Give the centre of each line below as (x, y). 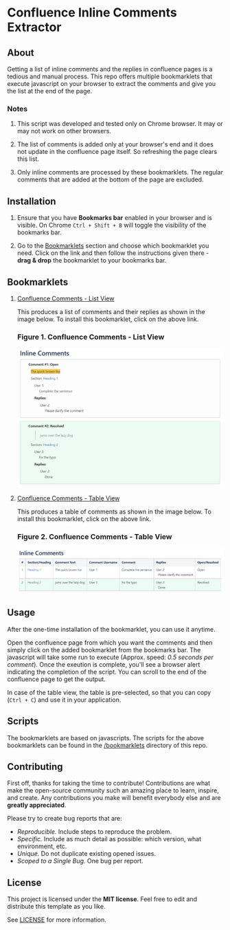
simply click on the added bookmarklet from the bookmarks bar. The (104, 650)
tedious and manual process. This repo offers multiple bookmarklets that (110, 76)
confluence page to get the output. (57, 679)
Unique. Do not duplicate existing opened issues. (87, 854)
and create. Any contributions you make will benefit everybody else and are (114, 798)
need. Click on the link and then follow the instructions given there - (113, 253)
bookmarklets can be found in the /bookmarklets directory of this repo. (107, 745)
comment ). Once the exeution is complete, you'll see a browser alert (104, 664)
